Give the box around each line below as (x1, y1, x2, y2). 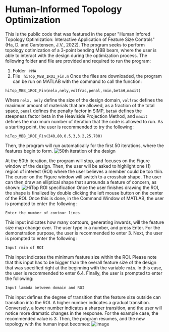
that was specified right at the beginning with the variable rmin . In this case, (5, 264, 163, 271)
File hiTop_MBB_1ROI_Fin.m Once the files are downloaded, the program (12, 73, 162, 79)
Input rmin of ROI (5, 245, 44, 250)
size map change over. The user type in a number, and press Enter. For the (5, 224, 160, 230)
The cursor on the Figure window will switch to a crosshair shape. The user (5, 173, 162, 180)
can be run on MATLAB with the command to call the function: (12, 78, 142, 84)
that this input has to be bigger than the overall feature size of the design (5, 259, 157, 265)
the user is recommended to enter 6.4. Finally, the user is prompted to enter (5, 270, 162, 276)
